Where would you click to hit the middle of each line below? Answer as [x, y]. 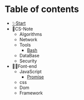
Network [28, 39]
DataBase [29, 55]
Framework [31, 93]
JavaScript [30, 71]
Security [28, 61]
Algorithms [30, 34]
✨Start [19, 23]
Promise [35, 77]
